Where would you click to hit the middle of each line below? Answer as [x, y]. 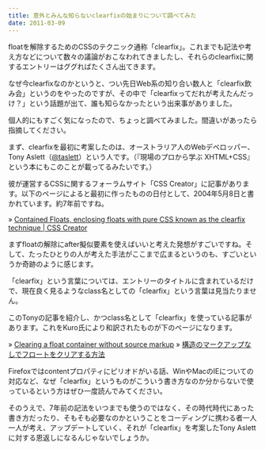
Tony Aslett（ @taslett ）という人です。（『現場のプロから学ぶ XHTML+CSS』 [131, 156]
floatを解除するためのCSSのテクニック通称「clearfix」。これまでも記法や [127, 46]
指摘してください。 [40, 130]
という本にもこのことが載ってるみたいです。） [82, 167]
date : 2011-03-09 [37, 23]
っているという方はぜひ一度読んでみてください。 [88, 390]
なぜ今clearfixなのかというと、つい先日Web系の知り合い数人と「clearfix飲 [130, 83]
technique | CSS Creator [48, 228]
